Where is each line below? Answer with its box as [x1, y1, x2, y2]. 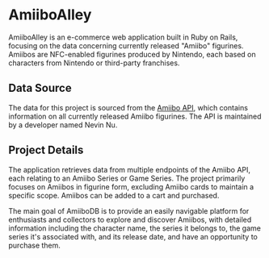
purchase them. [8, 240, 61, 250]
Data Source [8, 81, 72, 95]
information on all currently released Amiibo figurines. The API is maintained [8, 111, 262, 121]
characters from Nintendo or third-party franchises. [8, 58, 180, 68]
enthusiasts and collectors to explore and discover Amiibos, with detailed [8, 214, 252, 224]
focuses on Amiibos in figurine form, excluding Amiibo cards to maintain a [8, 181, 254, 191]
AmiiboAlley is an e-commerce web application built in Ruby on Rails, [8, 32, 238, 42]
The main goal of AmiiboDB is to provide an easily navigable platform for [8, 206, 250, 215]
